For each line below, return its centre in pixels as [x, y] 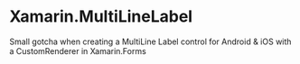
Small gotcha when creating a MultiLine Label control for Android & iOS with [150, 41]
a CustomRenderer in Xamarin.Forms [78, 50]
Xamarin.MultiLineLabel [101, 17]
